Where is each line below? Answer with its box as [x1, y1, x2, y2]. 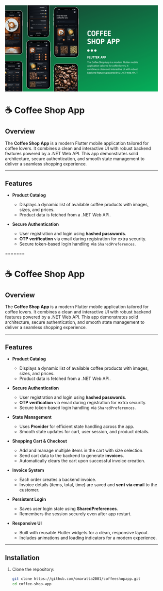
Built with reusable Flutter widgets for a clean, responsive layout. [19, 530, 149, 536]
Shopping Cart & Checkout [12, 438, 67, 444]
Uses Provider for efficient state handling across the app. [19, 424, 134, 429]
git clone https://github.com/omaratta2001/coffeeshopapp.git [12, 576, 141, 581]
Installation [5, 554, 40, 562]
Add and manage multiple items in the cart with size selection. [19, 447, 144, 454]
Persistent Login [12, 496, 46, 502]
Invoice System [12, 467, 45, 473]
